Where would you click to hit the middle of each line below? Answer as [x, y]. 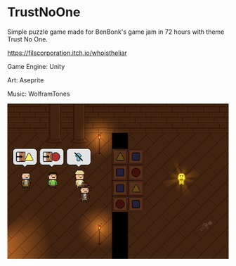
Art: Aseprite [26, 80]
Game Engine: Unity [36, 66]
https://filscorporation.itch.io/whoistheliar [67, 53]
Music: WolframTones [39, 94]
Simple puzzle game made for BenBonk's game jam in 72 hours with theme [116, 32]
